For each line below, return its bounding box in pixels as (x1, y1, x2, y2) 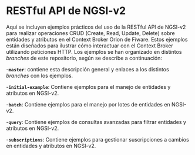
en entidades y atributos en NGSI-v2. (6, 142, 96, 149)
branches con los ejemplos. (6, 72, 73, 79)
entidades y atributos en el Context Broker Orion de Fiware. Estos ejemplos (6, 36, 188, 43)
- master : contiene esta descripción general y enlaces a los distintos (6, 66, 169, 73)
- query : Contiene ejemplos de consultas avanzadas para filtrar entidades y (6, 118, 187, 125)
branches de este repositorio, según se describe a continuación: (6, 54, 163, 61)
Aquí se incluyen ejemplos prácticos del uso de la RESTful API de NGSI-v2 (6, 23, 186, 30)
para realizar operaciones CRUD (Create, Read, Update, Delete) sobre (6, 29, 175, 36)
